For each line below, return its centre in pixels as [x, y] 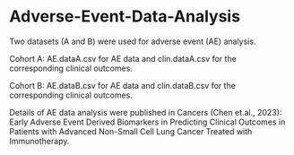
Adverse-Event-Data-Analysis [125, 17]
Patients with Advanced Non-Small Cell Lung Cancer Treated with [131, 131]
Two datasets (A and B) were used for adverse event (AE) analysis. [133, 41]
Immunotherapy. [39, 141]
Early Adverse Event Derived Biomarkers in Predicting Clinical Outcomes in [147, 122]
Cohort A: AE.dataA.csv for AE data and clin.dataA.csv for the [123, 58]
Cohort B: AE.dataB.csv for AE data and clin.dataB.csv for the [122, 85]
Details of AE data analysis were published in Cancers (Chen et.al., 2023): [146, 112]
